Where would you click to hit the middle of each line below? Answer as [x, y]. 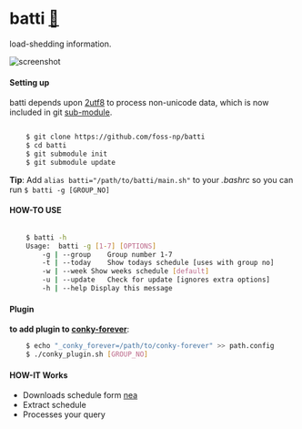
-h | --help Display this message [107, 289]
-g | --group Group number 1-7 [107, 254]
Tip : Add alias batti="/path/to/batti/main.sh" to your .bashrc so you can [151, 179]
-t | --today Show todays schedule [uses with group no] [158, 263]
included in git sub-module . [61, 112]
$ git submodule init [66, 154]
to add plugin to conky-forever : [70, 329]
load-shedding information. [60, 44]
